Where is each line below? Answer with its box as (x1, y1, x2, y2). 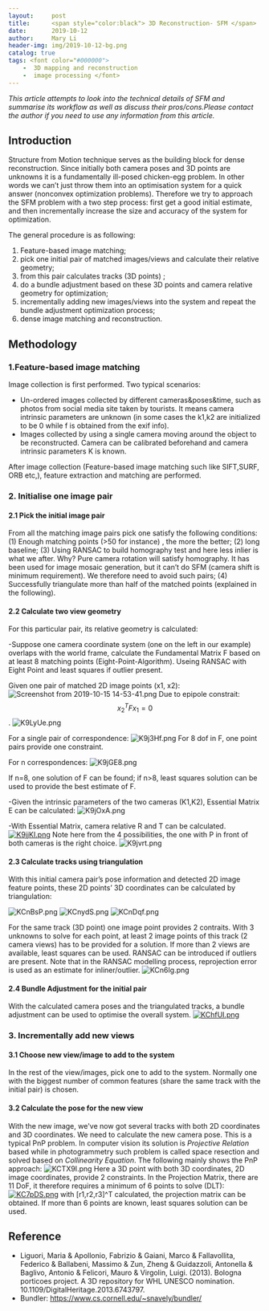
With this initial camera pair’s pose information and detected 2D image (8, 874, 241, 884)
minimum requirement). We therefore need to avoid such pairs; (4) (8, 571, 228, 580)
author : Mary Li (8, 34, 78, 43)
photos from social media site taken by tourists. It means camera (19, 404, 234, 413)
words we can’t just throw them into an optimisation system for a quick (8, 181, 243, 190)
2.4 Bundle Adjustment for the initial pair (8, 983, 147, 993)
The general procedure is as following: (8, 230, 136, 240)
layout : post (8, 11, 67, 20)
